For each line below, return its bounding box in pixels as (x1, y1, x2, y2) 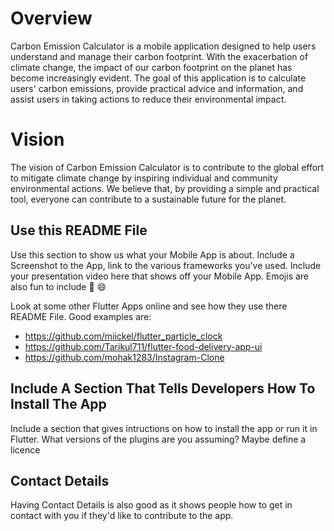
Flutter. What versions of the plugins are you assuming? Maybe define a (10, 433, 307, 445)
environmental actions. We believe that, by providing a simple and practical (10, 182, 320, 194)
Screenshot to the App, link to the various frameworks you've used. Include (10, 259, 322, 271)
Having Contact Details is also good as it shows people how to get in (10, 499, 293, 511)
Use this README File (10, 222, 148, 239)
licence (10, 443, 41, 456)
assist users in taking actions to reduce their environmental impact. (10, 93, 287, 105)
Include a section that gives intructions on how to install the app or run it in (10, 422, 318, 434)
